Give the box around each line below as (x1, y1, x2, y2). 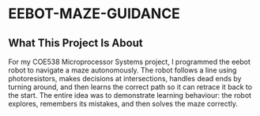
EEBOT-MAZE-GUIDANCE (8, 5, 180, 23)
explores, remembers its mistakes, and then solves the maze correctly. (8, 99, 239, 108)
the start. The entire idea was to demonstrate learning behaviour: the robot (8, 91, 251, 99)
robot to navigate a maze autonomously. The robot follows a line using (8, 65, 237, 75)
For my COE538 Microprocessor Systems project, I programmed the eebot (8, 57, 251, 66)
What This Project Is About (8, 36, 144, 50)
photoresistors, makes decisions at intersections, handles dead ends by (8, 74, 242, 83)
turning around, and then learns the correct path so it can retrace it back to (8, 82, 253, 92)
